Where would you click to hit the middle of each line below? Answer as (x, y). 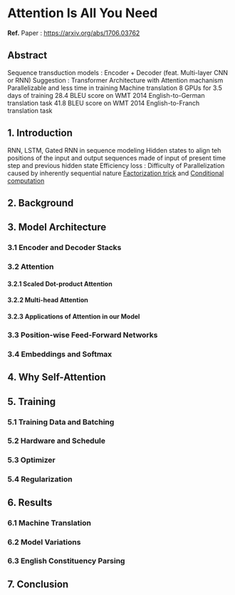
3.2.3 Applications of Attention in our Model (74, 316)
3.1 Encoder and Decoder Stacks (64, 248)
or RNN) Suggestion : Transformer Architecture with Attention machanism (115, 80)
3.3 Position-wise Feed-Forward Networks (83, 335)
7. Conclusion (38, 584)
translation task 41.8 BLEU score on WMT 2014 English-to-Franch (104, 103)
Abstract (27, 55)
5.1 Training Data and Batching (61, 421)
